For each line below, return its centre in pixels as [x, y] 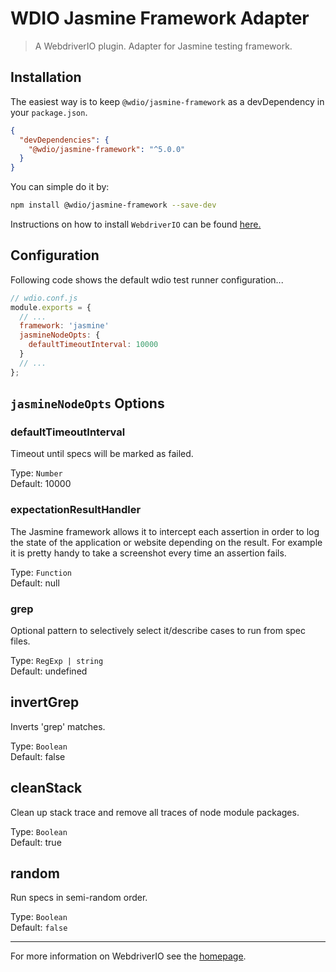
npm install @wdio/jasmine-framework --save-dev [113, 205]
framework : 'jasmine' [64, 326]
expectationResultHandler [76, 510]
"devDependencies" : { [64, 140]
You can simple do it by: [60, 187]
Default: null [35, 583]
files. [20, 641]
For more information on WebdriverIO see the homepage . [128, 956]
